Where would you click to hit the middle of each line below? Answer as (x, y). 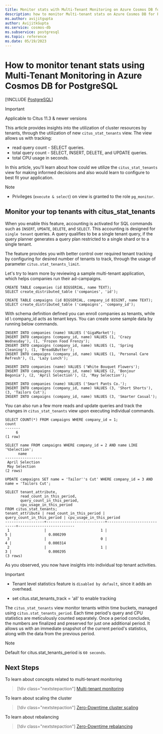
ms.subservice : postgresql (32, 32)
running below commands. (32, 323)
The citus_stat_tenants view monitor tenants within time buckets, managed (81, 608)
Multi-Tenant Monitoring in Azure (73, 75)
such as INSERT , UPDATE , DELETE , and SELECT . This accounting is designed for (80, 229)
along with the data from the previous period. (50, 633)
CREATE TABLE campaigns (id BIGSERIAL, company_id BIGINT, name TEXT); (79, 300)
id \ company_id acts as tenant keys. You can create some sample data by (79, 319)
